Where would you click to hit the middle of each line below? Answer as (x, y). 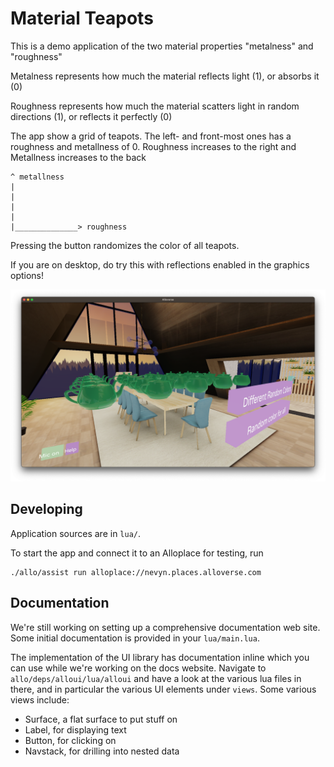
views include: (40, 699)
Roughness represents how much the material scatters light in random (155, 106)
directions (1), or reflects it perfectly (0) (91, 116)
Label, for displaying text (75, 729)
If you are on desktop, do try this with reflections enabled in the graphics (160, 264)
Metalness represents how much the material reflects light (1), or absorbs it (165, 76)
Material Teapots (82, 18)
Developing (46, 509)
